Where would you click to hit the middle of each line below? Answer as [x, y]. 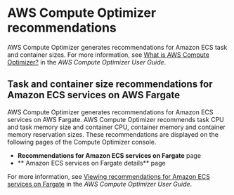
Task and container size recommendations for [110, 85]
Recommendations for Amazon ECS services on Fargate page [109, 155]
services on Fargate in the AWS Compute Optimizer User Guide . [100, 184]
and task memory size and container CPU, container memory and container [117, 127]
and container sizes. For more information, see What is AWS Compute [108, 55]
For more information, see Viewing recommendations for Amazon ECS [109, 176]
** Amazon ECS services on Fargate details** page [92, 163]
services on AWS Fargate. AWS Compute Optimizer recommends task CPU [116, 119]
